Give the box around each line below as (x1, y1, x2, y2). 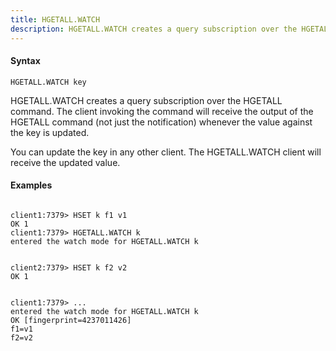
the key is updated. (10, 126, 90, 138)
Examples (10, 179, 53, 191)
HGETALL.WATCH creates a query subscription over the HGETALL (10, 94, 283, 106)
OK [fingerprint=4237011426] (10, 315, 132, 325)
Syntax (10, 55, 41, 67)
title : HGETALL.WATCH (10, 14, 101, 25)
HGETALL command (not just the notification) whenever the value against (10, 116, 313, 128)
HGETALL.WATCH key (10, 77, 87, 87)
